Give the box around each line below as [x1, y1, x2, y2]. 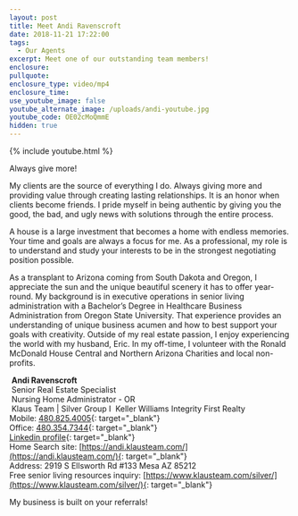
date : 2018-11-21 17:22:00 [9, 30, 110, 38]
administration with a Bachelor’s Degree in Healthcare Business [9, 300, 243, 311]
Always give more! [9, 163, 78, 173]
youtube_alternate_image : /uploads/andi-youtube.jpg [9, 105, 210, 114]
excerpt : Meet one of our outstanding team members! [9, 55, 210, 63]
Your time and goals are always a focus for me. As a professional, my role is [9, 236, 288, 246]
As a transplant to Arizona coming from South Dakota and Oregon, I [9, 272, 257, 283]
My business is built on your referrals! [9, 497, 149, 507]
